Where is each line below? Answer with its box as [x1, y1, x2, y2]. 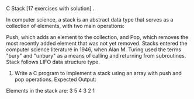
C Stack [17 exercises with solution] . [6, 5, 95, 12]
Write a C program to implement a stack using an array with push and [14, 70, 182, 76]
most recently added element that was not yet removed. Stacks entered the [6, 40, 188, 47]
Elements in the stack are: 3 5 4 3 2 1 [6, 87, 95, 94]
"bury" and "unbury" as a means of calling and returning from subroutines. [6, 52, 186, 59]
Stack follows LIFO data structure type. [6, 58, 101, 65]
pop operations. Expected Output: [14, 76, 96, 83]
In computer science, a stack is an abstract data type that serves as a [6, 16, 174, 23]
